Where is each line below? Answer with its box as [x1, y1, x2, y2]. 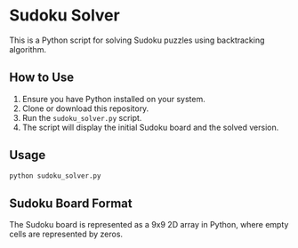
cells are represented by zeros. [9, 228, 123, 240]
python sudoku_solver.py [9, 171, 101, 180]
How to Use [9, 70, 75, 85]
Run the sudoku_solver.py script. [21, 112, 142, 123]
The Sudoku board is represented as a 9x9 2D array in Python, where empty [9, 220, 289, 230]
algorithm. [9, 44, 47, 54]
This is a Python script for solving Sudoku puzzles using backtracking [9, 35, 265, 45]
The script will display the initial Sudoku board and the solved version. [21, 122, 279, 132]
